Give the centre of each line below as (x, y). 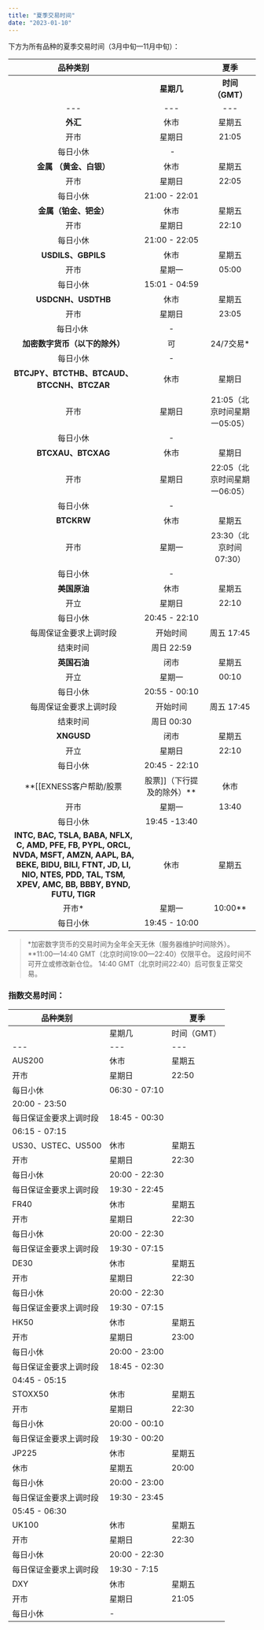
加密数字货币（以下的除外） (73, 343)
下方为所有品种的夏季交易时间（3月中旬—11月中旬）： (94, 46)
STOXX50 (31, 1394)
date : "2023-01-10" (40, 23)
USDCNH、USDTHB (73, 299)
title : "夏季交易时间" (42, 15)
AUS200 (28, 1060)
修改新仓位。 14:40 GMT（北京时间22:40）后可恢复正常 (145, 963)
